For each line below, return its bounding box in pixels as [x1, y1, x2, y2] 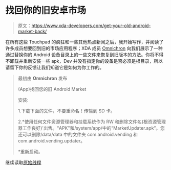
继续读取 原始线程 [5, 159, 41, 165]
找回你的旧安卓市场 [5, 5, 87, 16]
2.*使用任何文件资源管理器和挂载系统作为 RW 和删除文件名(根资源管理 [17, 118, 166, 125]
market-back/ [17, 28, 47, 34]
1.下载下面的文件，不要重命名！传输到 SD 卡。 [17, 108, 115, 114]
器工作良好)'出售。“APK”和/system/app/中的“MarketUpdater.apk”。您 [17, 125, 165, 131]
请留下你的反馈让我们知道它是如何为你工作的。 [5, 64, 104, 70]
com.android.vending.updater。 [17, 137, 85, 143]
